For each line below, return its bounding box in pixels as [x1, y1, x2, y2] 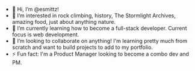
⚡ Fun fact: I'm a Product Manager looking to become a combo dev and [11, 51, 190, 57]
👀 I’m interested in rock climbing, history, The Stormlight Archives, [11, 12, 176, 19]
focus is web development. [11, 31, 79, 38]
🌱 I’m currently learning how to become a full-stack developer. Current [11, 24, 188, 32]
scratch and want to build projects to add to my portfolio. [11, 44, 153, 51]
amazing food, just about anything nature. [11, 18, 116, 25]
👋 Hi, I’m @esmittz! [11, 6, 59, 13]
